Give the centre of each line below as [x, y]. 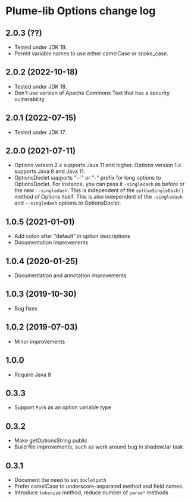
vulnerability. [30, 99]
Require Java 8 [33, 374]
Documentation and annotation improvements [70, 275]
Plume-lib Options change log [81, 11]
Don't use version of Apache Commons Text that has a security [92, 93]
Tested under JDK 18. [40, 86]
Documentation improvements [51, 243]
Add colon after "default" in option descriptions [72, 236]
